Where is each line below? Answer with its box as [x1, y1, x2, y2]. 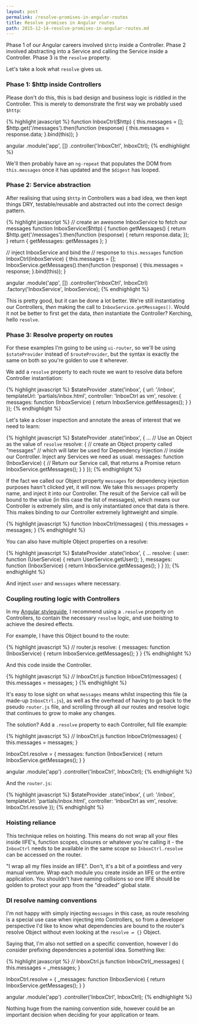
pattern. [6, 207, 25, 214]
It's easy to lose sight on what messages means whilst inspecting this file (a [6, 691, 187, 698]
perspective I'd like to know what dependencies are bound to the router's [6, 923, 185, 930]
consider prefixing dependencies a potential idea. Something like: [6, 946, 166, 953]
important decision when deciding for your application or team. [6, 1012, 160, 1019]
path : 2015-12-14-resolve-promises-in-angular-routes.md [6, 25, 150, 31]
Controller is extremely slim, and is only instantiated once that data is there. [6, 502, 190, 510]
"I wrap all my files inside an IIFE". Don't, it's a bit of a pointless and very [6, 862, 182, 869]
